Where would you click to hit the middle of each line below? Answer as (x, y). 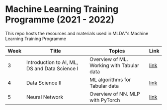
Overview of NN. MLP (115, 94)
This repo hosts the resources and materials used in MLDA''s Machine (77, 33)
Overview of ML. (109, 59)
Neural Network (45, 97)
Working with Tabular (114, 65)
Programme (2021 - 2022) (60, 20)
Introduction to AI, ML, (52, 62)
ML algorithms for (110, 79)
